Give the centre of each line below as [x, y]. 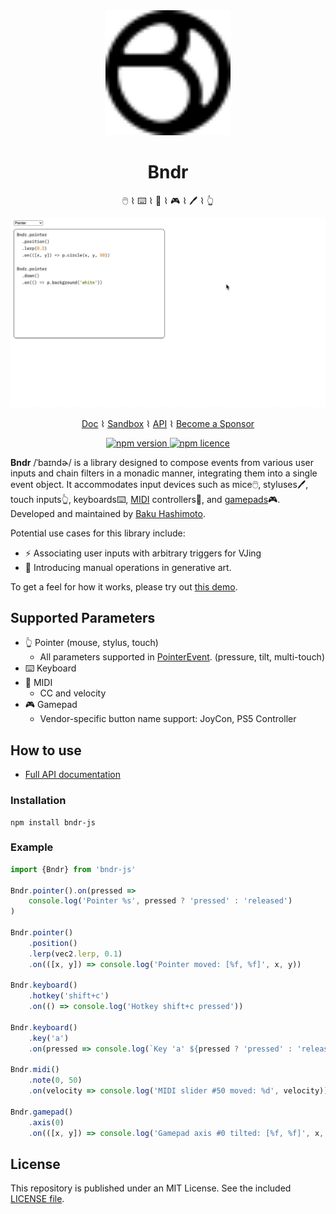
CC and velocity [73, 693]
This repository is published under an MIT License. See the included [151, 1188]
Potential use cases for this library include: [98, 533]
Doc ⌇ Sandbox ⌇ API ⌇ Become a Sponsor [168, 423]
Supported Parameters [83, 618]
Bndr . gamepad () [42, 1112]
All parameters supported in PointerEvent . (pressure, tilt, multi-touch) [182, 657]
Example [32, 847]
